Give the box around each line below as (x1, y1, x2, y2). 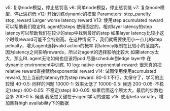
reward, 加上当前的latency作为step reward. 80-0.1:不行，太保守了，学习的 (5, 74, 159, 80)
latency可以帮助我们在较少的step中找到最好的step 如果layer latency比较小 (5, 30, 160, 36)
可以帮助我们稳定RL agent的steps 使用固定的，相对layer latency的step (5, 23, 152, 30)
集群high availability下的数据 (9, 100, 69, 106)
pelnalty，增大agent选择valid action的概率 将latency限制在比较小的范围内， (5, 43, 163, 48)
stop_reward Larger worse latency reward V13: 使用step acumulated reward (5, 17, 163, 23)
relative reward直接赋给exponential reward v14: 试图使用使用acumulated (5, 68, 156, 74)
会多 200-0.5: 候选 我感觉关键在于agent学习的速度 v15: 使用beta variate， (5, 94, 159, 99)
